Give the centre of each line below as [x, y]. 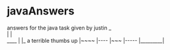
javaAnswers [41, 11]
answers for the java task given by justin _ [59, 28]
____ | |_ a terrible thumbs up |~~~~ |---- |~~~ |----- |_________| [86, 40]
